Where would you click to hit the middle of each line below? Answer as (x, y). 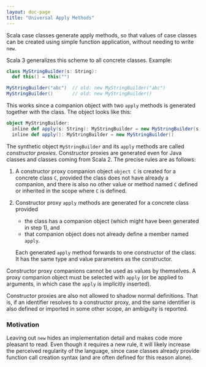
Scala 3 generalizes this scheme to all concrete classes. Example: (90, 60)
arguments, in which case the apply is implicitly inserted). (79, 284)
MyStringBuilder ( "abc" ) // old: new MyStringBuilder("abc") (86, 88)
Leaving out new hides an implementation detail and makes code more (94, 338)
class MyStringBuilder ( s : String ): (52, 71)
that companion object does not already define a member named (106, 234)
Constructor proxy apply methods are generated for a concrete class (102, 202)
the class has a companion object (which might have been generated (112, 221)
